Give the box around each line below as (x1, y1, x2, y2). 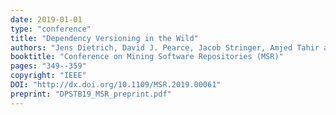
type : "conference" (10, 24, 92, 34)
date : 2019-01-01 (10, 14, 83, 25)
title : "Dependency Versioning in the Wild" (10, 33, 199, 43)
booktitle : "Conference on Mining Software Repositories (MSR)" (10, 52, 284, 62)
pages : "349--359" (10, 61, 87, 71)
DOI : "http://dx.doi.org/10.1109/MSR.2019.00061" (10, 80, 222, 90)
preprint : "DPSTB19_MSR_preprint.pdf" (10, 89, 172, 99)
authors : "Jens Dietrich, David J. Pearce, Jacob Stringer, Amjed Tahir (10, 42, 320, 53)
